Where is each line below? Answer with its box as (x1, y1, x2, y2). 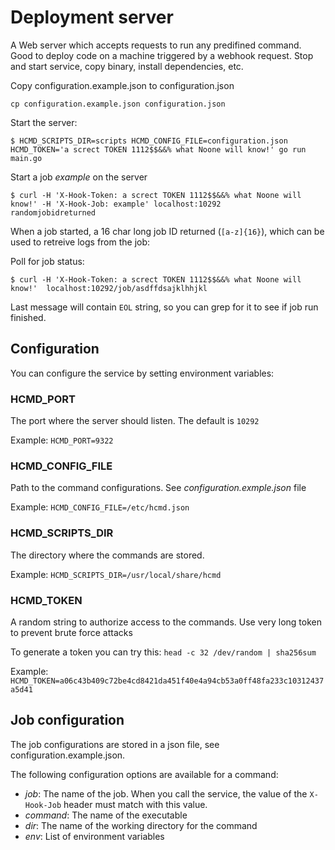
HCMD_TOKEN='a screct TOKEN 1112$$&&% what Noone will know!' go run (10, 144, 307, 155)
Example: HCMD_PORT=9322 (10, 434, 114, 446)
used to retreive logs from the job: (10, 236, 151, 248)
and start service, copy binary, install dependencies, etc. (10, 60, 244, 72)
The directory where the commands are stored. (10, 549, 205, 561)
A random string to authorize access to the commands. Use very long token (10, 616, 322, 628)
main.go (10, 153, 43, 163)
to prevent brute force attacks (10, 626, 133, 638)
